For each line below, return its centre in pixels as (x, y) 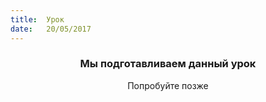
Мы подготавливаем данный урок (168, 64)
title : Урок (37, 19)
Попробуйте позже (168, 85)
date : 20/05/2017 (51, 29)
